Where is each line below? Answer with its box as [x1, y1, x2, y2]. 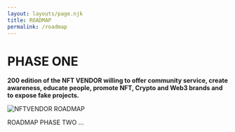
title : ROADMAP [7, 17, 52, 24]
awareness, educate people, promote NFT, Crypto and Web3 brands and [7, 84, 223, 92]
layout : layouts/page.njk [7, 10, 83, 17]
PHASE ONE [7, 53, 79, 69]
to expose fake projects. [7, 91, 79, 100]
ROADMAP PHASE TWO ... [7, 118, 84, 126]
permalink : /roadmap [7, 23, 68, 30]
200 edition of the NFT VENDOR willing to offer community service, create [7, 76, 228, 85]
